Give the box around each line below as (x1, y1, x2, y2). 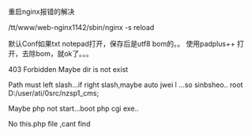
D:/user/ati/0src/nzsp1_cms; (8, 89, 100, 97)
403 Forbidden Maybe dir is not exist (8, 65, 129, 74)
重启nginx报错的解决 (8, 7, 75, 16)
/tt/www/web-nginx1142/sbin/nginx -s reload (8, 23, 155, 32)
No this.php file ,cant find (8, 119, 91, 128)
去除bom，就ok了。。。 (21, 49, 93, 58)
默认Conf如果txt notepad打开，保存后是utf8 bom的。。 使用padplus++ (8, 39, 235, 48)
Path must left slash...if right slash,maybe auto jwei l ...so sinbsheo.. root (8, 80, 243, 89)
